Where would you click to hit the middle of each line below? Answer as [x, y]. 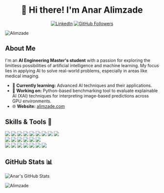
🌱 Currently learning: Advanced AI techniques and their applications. [82, 85]
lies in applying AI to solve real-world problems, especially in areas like [76, 71]
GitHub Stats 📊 [29, 162]
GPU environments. [32, 101]
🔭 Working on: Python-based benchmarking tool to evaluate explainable [85, 91]
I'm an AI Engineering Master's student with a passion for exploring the [78, 60]
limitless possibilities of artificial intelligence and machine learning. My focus [82, 65]
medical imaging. [22, 76]
